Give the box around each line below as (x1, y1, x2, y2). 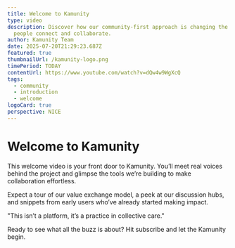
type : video (7, 17, 42, 24)
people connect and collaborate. (13, 30, 112, 37)
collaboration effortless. (7, 176, 77, 185)
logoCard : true (7, 102, 52, 109)
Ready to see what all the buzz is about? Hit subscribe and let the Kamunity (7, 225, 227, 233)
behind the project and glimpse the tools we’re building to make (7, 169, 191, 178)
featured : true (7, 50, 52, 57)
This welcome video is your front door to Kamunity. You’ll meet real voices (7, 162, 223, 170)
